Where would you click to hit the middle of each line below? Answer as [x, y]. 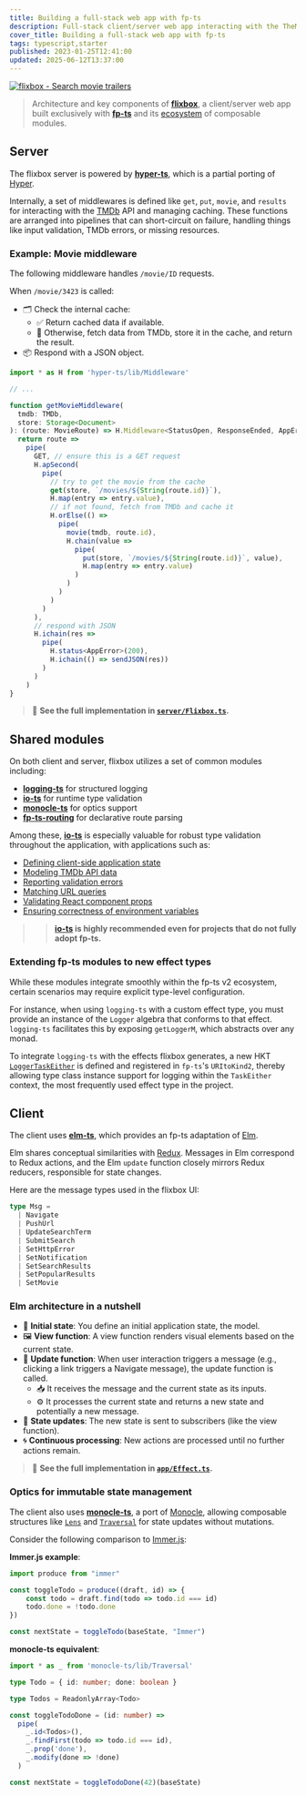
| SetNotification [53, 1258]
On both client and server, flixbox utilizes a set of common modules [136, 761]
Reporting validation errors [73, 882]
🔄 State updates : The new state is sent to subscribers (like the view [150, 1421]
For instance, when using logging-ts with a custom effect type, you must [147, 1009]
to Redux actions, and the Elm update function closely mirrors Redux [138, 1163]
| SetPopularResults [56, 1275]
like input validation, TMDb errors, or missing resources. [115, 230]
